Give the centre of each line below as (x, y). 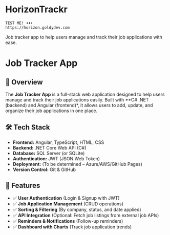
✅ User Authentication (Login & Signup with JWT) (66, 198)
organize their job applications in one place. (51, 111)
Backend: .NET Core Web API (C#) (49, 147)
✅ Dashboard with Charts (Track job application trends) (72, 227)
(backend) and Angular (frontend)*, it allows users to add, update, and (79, 105)
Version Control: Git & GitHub (44, 169)
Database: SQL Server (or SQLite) (49, 153)
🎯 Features (23, 186)
